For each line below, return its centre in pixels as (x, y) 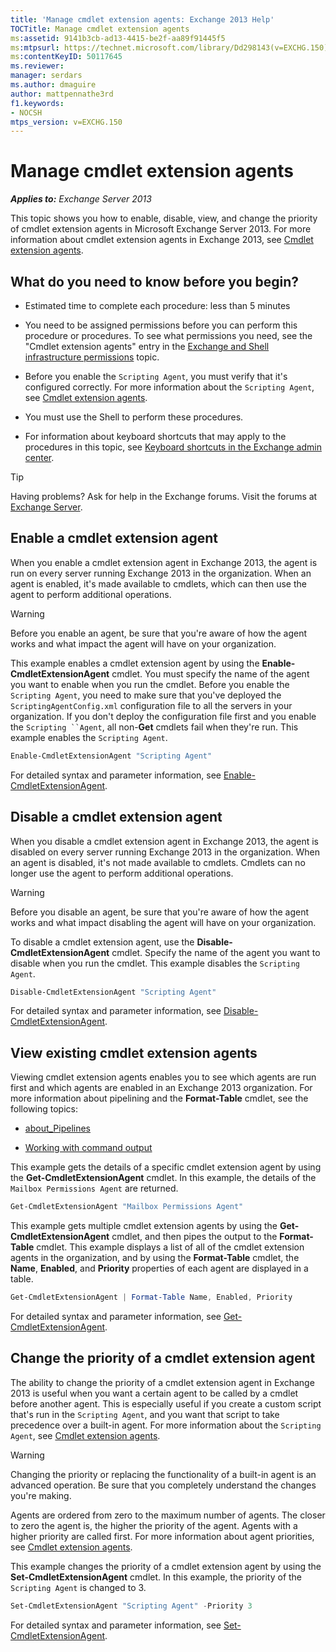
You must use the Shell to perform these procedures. (134, 417)
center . (39, 457)
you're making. (41, 1495)
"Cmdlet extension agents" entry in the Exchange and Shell (147, 346)
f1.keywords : (37, 103)
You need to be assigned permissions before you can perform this (161, 325)
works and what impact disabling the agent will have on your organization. (163, 922)
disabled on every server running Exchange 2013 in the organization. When (165, 852)
